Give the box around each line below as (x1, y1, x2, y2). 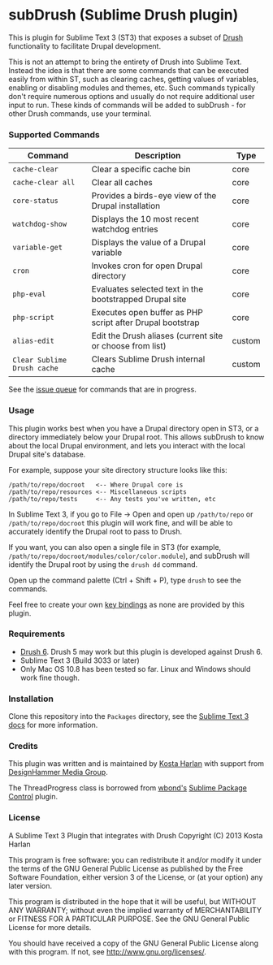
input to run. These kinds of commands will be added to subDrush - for (8, 100, 246, 110)
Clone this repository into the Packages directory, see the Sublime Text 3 (8, 712, 249, 721)
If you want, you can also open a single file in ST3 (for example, (8, 542, 222, 552)
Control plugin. (8, 792, 58, 802)
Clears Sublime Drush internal (91, 353, 206, 365)
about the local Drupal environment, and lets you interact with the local (8, 440, 245, 450)
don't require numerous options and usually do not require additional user (8, 91, 255, 101)
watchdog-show (12, 219, 67, 229)
